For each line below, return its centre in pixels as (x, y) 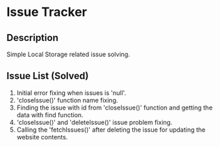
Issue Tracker (47, 12)
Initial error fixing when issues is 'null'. (71, 93)
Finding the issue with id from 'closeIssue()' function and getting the (115, 107)
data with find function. (50, 114)
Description (32, 38)
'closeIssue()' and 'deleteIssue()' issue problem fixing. (94, 122)
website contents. (42, 137)
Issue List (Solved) (48, 76)
